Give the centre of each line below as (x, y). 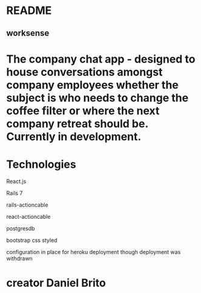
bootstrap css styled (32, 240)
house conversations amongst (84, 72)
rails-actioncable (27, 205)
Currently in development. (74, 136)
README (29, 11)
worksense (28, 33)
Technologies (41, 164)
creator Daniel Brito (56, 283)
